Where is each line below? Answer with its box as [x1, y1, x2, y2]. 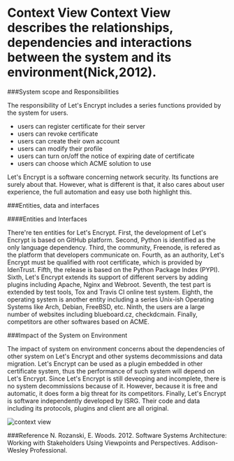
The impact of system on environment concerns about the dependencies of [7, 344, 225, 353]
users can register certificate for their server [17, 122, 145, 130]
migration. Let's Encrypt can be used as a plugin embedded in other [7, 359, 203, 368]
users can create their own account [17, 136, 120, 145]
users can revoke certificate [17, 129, 98, 138]
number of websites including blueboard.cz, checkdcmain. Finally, [7, 310, 198, 318]
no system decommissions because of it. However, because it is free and [7, 381, 218, 390]
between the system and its [7, 50, 172, 66]
